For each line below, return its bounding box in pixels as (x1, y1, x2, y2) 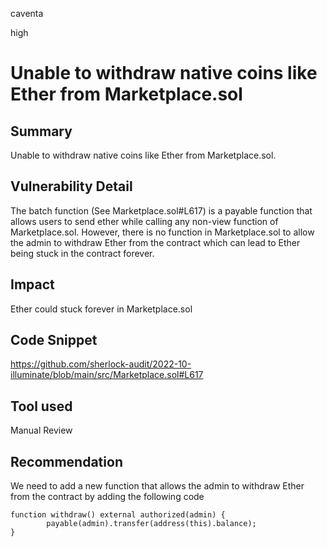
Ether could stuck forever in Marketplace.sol (10, 303, 193, 315)
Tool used (10, 398, 73, 415)
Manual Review (10, 424, 73, 437)
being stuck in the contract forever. (10, 247, 155, 259)
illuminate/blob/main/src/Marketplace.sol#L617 (10, 369, 204, 381)
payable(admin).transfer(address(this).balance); (46, 519, 257, 529)
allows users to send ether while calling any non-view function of (10, 215, 279, 227)
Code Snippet (10, 332, 98, 349)
